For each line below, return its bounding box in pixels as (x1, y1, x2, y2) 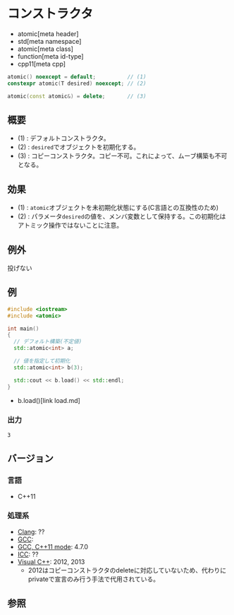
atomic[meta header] (17, 29, 79, 38)
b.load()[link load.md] (17, 396, 81, 404)
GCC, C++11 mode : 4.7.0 (17, 542, 89, 551)
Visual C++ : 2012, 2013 (17, 557, 85, 566)
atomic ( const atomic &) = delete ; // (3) (7, 93, 147, 100)
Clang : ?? (17, 527, 45, 536)
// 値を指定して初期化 (13, 358, 70, 365)
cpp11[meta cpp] (17, 59, 66, 68)
